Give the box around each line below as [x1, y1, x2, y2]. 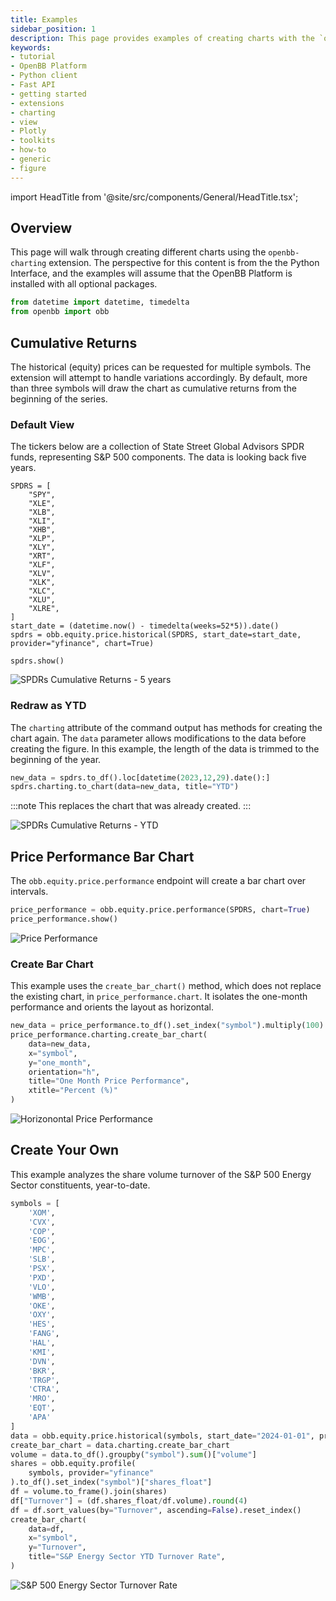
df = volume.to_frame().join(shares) [10, 1487, 168, 1497]
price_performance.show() [10, 914, 118, 925]
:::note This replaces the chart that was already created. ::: [10, 800, 252, 812]
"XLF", [28, 560, 56, 570]
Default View [10, 417, 75, 431]
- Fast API [10, 80, 56, 90]
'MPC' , [28, 1245, 56, 1255]
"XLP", [28, 534, 56, 544]
